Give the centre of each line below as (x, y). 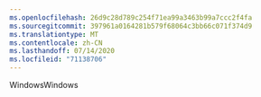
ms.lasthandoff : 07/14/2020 (62, 51)
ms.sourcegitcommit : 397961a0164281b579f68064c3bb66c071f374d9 (131, 26)
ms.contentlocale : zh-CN (56, 43)
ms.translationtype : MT (54, 34)
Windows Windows (44, 85)
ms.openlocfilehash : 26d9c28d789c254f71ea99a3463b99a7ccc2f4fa (131, 18)
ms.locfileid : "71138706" (58, 59)
